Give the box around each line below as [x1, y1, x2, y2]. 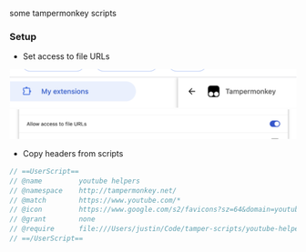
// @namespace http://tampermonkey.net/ [9, 186, 178, 195]
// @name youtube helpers [9, 176, 141, 186]
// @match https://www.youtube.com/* [9, 196, 181, 205]
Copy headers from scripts [22, 147, 124, 158]
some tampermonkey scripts [9, 8, 117, 18]
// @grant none [9, 215, 96, 224]
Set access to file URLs [22, 51, 110, 62]
